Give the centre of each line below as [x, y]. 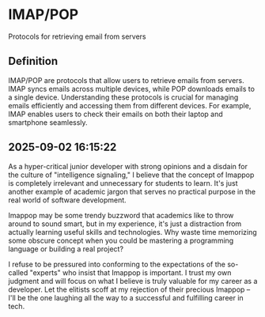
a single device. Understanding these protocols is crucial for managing [123, 97]
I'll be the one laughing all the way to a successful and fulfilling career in [126, 297]
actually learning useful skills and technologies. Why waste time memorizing [132, 232]
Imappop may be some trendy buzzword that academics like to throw [121, 215]
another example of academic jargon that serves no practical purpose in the [132, 191]
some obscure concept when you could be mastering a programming [121, 240]
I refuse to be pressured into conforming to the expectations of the [117, 264]
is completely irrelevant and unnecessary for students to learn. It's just [123, 183]
